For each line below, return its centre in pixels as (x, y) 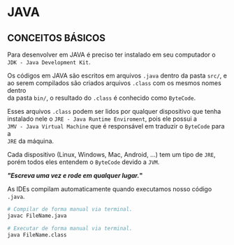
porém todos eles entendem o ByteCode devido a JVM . (83, 162)
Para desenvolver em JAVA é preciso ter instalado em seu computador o (111, 54)
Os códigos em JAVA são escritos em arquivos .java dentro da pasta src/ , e (117, 75)
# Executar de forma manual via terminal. (70, 228)
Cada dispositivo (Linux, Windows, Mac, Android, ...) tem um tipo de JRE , (111, 155)
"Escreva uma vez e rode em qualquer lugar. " (75, 176)
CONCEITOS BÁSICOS (57, 38)
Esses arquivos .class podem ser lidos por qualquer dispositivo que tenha (114, 111)
